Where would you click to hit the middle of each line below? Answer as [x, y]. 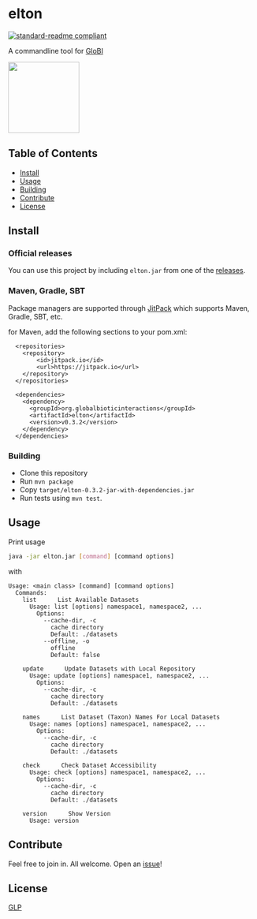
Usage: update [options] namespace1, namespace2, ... [119, 675]
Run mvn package [47, 481]
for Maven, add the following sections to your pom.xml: [98, 331]
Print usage [27, 542]
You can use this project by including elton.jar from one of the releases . [127, 271]
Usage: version [54, 820]
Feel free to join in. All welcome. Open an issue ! [85, 864]
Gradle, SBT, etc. [35, 316]
